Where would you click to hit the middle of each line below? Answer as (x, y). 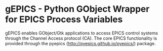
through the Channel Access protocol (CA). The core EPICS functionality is (81, 38)
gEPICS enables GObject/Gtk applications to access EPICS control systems (81, 33)
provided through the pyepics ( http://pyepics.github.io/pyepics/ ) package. (81, 43)
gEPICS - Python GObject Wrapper (77, 9)
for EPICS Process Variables (64, 19)
